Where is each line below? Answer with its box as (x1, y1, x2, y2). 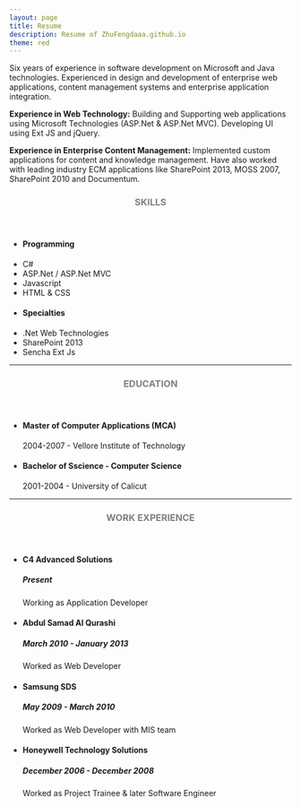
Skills (133, 196, 168, 209)
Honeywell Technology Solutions (21, 745, 149, 756)
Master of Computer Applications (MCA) (21, 420, 176, 430)
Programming (21, 239, 75, 249)
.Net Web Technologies (21, 327, 109, 338)
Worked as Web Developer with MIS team (21, 724, 176, 735)
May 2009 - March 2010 (21, 701, 116, 713)
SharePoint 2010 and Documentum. (9, 174, 141, 185)
